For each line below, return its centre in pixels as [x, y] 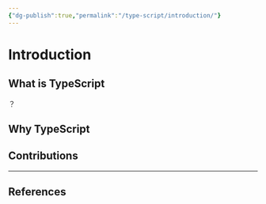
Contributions [43, 156]
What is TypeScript [57, 84]
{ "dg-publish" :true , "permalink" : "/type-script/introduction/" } [115, 15]
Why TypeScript [49, 129]
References [37, 192]
